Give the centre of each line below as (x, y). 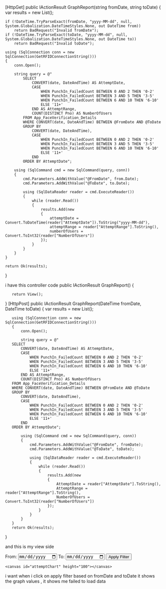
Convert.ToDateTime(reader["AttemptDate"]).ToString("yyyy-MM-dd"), (78, 223)
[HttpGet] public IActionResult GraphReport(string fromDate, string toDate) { (83, 7)
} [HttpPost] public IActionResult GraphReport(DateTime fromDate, (73, 303)
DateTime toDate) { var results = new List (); (49, 309)
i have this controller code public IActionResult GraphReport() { (70, 285)
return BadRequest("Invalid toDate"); (54, 43)
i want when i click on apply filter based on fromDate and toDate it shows (80, 576)
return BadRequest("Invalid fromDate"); (56, 30)
